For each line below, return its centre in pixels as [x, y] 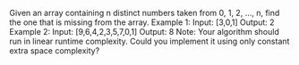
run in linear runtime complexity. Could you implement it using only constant [149, 41]
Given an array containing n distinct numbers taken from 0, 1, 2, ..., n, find [145, 13]
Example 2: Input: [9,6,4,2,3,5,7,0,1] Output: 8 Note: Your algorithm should [144, 32]
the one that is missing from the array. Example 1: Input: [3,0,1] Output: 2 [142, 22]
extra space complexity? [55, 51]
